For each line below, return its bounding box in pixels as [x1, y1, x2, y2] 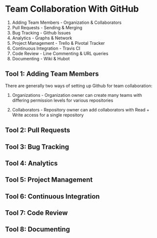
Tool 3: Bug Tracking [5, 143, 69, 151]
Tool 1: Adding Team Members [5, 70, 99, 78]
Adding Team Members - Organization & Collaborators [12, 19, 122, 25]
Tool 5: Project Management [5, 176, 93, 184]
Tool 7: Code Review [5, 209, 68, 217]
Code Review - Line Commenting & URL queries [12, 50, 109, 56]
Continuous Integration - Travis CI [12, 45, 80, 51]
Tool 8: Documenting [5, 225, 70, 234]
